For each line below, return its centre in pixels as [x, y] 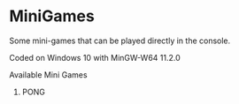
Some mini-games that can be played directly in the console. [120, 41]
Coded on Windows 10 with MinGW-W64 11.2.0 [95, 57]
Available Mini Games [48, 74]
